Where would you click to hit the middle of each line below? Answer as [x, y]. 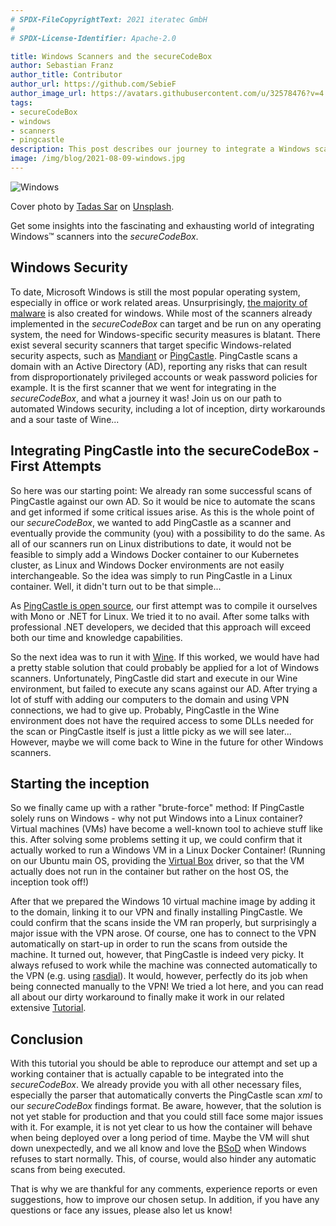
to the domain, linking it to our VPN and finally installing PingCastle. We [156, 912]
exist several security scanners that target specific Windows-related [151, 345]
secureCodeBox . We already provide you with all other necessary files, [156, 1085]
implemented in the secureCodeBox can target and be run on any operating [166, 323]
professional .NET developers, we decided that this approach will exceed [161, 627]
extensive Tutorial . [48, 1008]
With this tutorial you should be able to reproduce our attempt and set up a [164, 1063]
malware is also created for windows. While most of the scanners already [161, 313]
